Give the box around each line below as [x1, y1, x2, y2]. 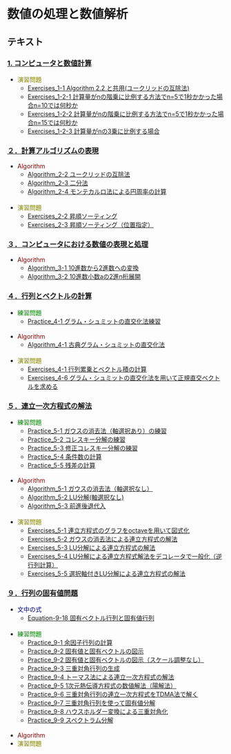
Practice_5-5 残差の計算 [27, 462, 96, 470]
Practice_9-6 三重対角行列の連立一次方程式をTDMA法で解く [27, 691, 199, 699]
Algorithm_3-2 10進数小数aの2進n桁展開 [27, 272, 141, 281]
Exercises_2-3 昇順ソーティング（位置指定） [27, 221, 154, 229]
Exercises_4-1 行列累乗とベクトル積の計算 [27, 365, 147, 373]
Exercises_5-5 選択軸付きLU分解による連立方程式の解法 [27, 570, 186, 578]
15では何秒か [41, 118, 78, 126]
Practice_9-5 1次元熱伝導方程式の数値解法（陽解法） [27, 682, 177, 690]
